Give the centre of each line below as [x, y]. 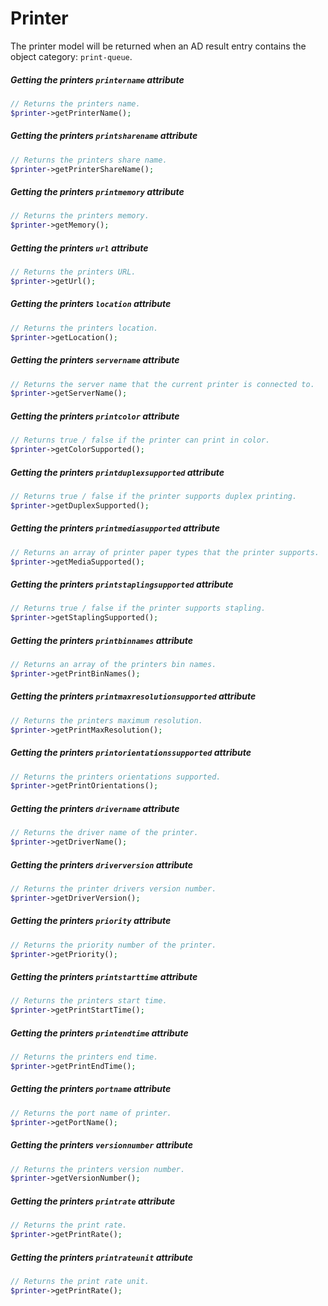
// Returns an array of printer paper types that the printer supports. [165, 552]
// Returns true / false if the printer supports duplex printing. [154, 496]
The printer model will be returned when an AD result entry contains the [158, 46]
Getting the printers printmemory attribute [97, 191]
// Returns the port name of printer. [91, 1113]
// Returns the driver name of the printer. [104, 833]
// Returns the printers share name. [89, 160]
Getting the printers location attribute [91, 304]
